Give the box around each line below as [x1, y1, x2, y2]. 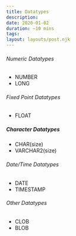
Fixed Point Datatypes [6, 93, 61, 100]
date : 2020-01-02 [6, 20, 49, 26]
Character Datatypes [6, 126, 61, 133]
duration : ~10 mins [6, 25, 55, 32]
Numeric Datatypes [6, 55, 55, 62]
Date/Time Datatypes [6, 161, 59, 168]
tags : [6, 31, 20, 37]
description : [6, 14, 39, 20]
